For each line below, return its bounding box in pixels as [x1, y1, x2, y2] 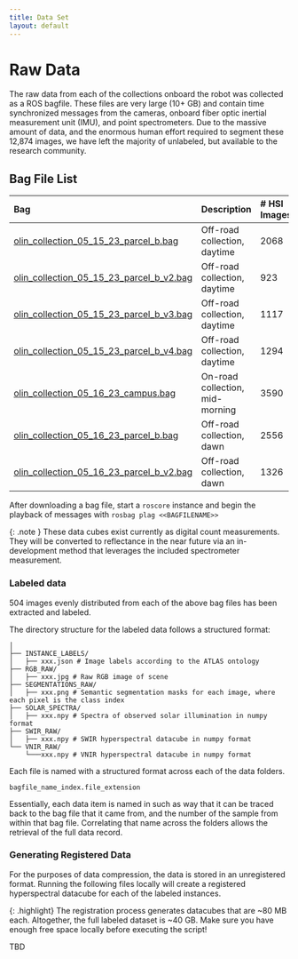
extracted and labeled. [9, 606, 91, 618]
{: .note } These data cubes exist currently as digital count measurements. [9, 526, 280, 538]
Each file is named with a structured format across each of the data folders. [9, 765, 286, 776]
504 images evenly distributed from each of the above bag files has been [9, 597, 278, 608]
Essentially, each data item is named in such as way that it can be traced [9, 798, 274, 809]
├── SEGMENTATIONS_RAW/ [9, 680, 98, 689]
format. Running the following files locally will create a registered [9, 878, 246, 889]
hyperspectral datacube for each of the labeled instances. [9, 888, 222, 899]
